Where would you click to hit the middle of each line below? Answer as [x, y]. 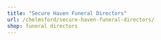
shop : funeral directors [42, 26]
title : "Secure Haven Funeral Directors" [67, 13]
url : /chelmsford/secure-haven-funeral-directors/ [81, 20]
